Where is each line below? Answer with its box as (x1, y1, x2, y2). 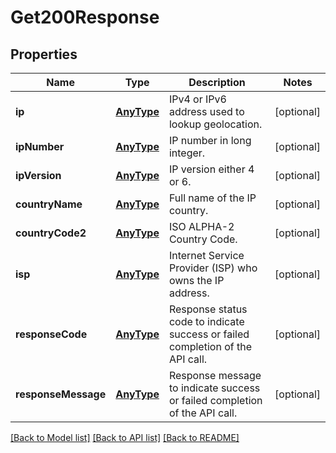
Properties (10, 46, 78, 63)
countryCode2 (15, 226, 87, 240)
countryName (15, 197, 83, 211)
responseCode (15, 327, 88, 341)
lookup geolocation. (168, 117, 263, 131)
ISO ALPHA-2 (168, 220, 235, 233)
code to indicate (168, 315, 245, 328)
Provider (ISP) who (168, 261, 258, 275)
